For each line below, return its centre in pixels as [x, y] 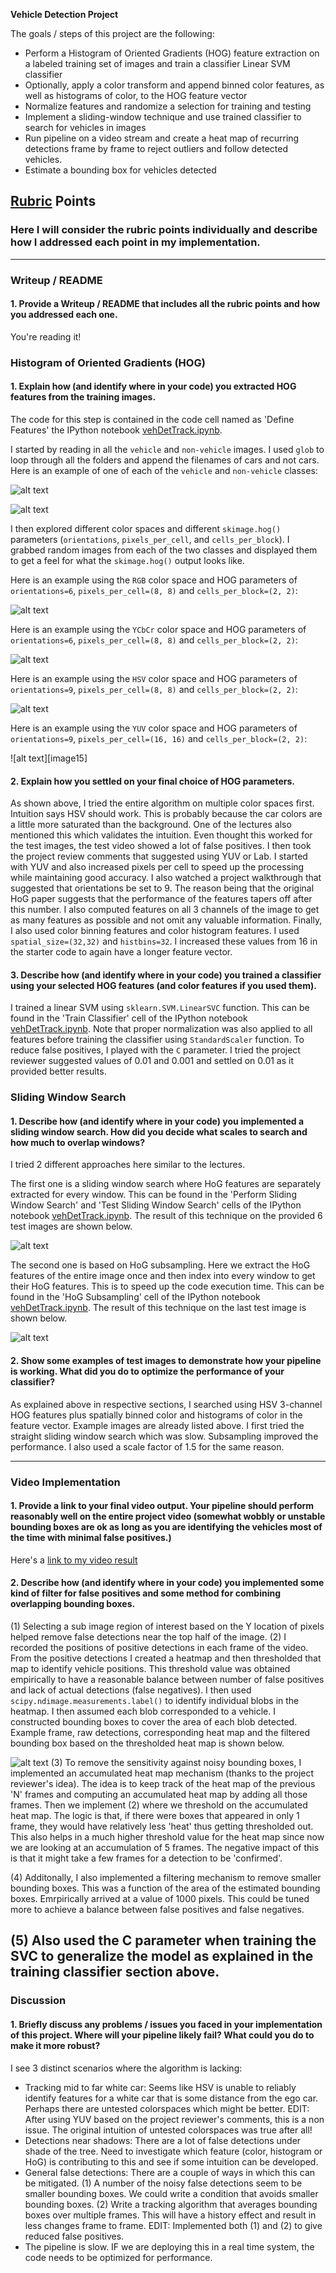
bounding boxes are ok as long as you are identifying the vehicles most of [166, 1527]
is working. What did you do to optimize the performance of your [147, 1371]
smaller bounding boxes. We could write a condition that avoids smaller [171, 2193]
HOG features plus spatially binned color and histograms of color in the [156, 1415]
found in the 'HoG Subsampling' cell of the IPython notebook [135, 1297]
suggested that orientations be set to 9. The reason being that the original [162, 888]
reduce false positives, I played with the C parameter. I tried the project [155, 1050]
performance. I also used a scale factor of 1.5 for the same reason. [147, 1446]
